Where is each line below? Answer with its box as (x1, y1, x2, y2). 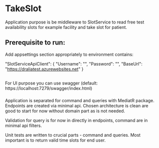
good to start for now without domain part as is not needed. (5, 108, 125, 114)
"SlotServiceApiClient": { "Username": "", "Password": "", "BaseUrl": (5, 61, 143, 66)
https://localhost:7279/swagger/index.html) (5, 85, 92, 91)
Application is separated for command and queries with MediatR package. (5, 98, 155, 104)
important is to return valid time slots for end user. (5, 137, 106, 143)
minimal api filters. (5, 123, 42, 128)
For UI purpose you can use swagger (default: (5, 80, 98, 86)
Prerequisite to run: (5, 39, 66, 47)
